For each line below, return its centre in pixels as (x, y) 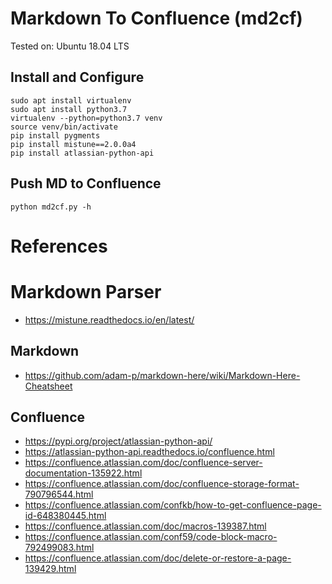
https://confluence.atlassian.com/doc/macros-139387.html (145, 526)
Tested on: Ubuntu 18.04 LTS (70, 46)
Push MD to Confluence (86, 183)
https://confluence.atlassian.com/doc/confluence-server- (143, 463)
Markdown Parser (86, 291)
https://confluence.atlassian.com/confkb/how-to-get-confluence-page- (173, 505)
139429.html (50, 569)
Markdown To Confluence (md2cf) (156, 18)
